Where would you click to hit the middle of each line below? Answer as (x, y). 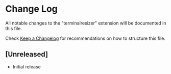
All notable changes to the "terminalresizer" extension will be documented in (86, 23)
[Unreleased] (27, 54)
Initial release (27, 66)
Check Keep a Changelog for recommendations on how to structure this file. (86, 38)
